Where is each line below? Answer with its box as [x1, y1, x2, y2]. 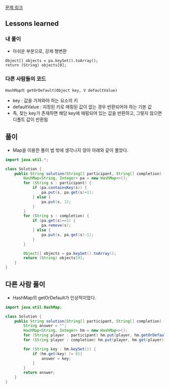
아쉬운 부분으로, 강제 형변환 [12, 48, 67, 54]
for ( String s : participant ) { [23, 180, 92, 186]
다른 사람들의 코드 [5, 75, 47, 82]
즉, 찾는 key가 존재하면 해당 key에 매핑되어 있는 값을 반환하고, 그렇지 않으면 [12, 110, 162, 116]
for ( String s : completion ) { [23, 213, 90, 219]
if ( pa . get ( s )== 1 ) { [32, 218, 76, 223]
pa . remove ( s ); [41, 223, 71, 228]
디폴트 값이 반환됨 [12, 116, 48, 123]
